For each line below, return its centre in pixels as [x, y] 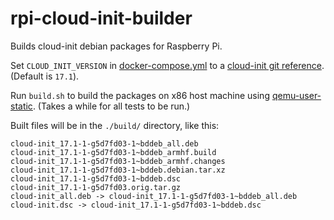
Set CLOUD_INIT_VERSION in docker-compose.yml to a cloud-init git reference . [167, 65]
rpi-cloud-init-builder [101, 18]
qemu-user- [296, 95]
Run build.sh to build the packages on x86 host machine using [140, 95]
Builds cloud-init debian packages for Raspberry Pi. [116, 46]
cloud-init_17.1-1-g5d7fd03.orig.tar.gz [96, 187]
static [21, 106]
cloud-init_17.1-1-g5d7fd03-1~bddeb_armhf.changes [118, 161]
